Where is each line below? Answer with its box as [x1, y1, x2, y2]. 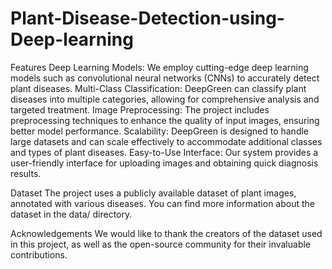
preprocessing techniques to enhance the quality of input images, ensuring [10, 114, 320, 126]
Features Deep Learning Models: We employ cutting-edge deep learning [10, 61, 309, 73]
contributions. [10, 248, 68, 261]
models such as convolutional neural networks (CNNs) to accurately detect [10, 72, 320, 84]
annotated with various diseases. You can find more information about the [10, 197, 316, 209]
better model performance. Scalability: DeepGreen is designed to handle [10, 125, 310, 137]
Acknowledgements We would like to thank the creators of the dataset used [10, 227, 323, 239]
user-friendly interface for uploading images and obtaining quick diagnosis [10, 157, 319, 169]
